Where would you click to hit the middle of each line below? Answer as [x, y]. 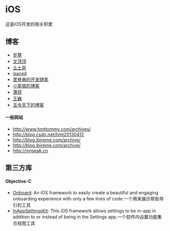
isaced [20, 73]
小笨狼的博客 [26, 85]
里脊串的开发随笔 [30, 79]
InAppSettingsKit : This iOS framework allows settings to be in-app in [84, 211]
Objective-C [19, 181]
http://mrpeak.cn [30, 151]
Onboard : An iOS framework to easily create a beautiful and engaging [86, 192]
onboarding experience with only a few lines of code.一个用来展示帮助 [86, 198]
